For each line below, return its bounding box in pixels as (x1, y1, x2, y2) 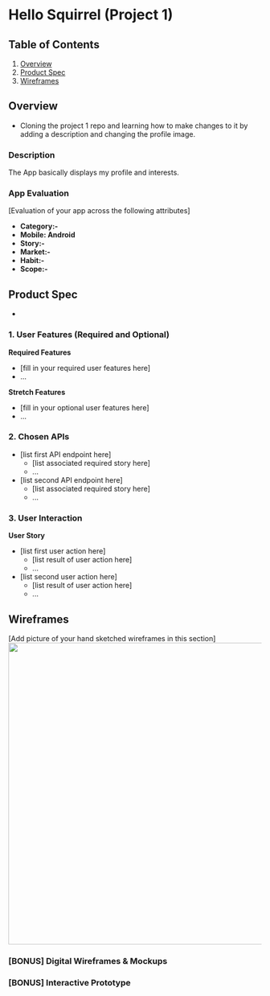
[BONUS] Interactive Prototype (8, 977, 131, 988)
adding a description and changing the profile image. (19, 129, 195, 138)
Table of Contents (8, 38, 100, 51)
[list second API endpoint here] (19, 475, 123, 484)
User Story (8, 531, 46, 541)
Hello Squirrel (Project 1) (8, 6, 174, 24)
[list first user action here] (19, 546, 106, 556)
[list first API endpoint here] (19, 449, 112, 459)
